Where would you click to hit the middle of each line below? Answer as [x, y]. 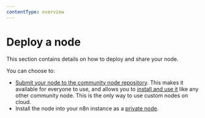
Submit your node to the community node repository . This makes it [99, 82]
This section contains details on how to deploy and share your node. [92, 59]
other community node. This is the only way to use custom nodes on [102, 95]
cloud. [23, 102]
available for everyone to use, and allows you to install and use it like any [107, 89]
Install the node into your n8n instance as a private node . [87, 108]
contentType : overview [35, 12]
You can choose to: [31, 71]
